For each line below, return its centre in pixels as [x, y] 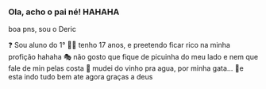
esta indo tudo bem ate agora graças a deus [81, 77]
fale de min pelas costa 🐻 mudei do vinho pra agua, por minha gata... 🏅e [126, 68]
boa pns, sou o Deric [42, 29]
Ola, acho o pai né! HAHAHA [64, 12]
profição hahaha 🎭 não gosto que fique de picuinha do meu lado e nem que [133, 57]
